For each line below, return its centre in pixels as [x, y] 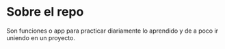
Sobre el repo [45, 12]
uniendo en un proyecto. [41, 37]
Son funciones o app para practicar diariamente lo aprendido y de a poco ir [112, 31]
